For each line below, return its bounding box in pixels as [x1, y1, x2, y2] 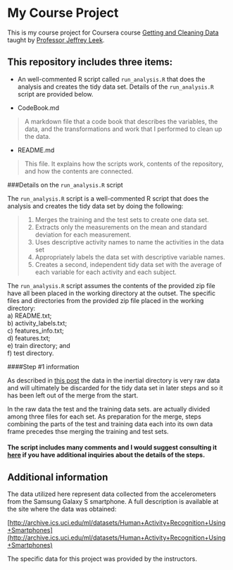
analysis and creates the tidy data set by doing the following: [7, 202, 184, 210]
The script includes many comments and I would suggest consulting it [7, 443, 217, 452]
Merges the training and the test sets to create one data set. [34, 215, 209, 223]
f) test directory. [7, 349, 54, 357]
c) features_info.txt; [7, 326, 65, 335]
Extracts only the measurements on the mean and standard [34, 223, 208, 231]
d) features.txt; [7, 333, 51, 342]
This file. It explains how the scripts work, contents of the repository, [24, 159, 224, 168]
